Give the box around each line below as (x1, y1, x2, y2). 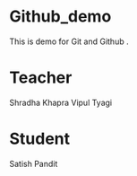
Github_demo (9, 6, 112, 27)
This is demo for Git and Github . (9, 36, 129, 47)
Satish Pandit (9, 158, 58, 169)
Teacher (9, 67, 73, 88)
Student (9, 128, 71, 149)
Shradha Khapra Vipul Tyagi (9, 97, 113, 108)
